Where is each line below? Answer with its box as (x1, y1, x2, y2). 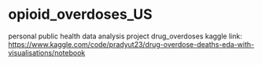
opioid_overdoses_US (8, 5, 153, 23)
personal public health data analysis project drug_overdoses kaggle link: (8, 31, 242, 41)
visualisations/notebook (8, 48, 86, 57)
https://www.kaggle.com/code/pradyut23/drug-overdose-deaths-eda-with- (8, 39, 254, 49)
